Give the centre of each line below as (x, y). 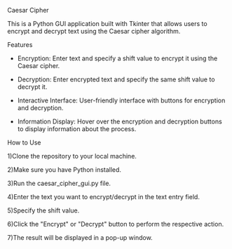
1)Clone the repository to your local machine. (72, 156)
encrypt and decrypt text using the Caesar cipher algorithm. (94, 31)
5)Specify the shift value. (43, 210)
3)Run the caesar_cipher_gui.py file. (59, 183)
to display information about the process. (77, 129)
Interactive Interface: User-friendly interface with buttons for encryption (121, 100)
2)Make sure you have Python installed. (64, 170)
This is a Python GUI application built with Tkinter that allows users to (108, 23)
